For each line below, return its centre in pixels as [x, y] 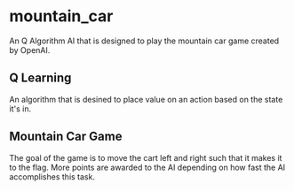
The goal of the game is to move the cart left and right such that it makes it [146, 157]
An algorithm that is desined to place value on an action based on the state [146, 99]
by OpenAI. [30, 50]
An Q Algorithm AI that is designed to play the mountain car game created [144, 41]
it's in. [20, 109]
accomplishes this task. [52, 176]
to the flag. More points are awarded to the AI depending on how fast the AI [147, 167]
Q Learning [40, 78]
